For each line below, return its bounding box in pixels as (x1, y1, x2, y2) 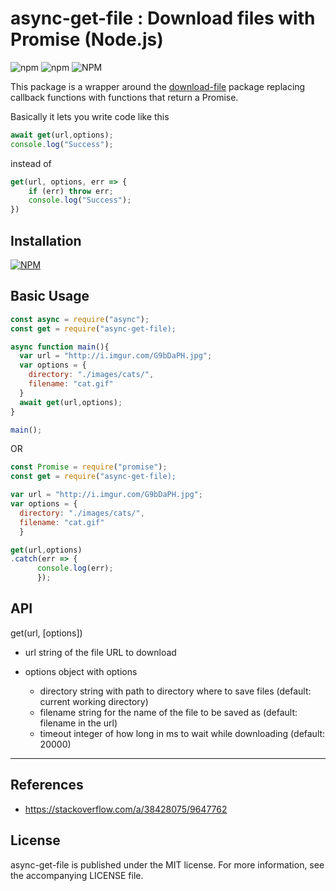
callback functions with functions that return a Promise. (10, 91, 239, 103)
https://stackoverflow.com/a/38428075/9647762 (24, 803, 228, 815)
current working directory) (39, 695, 149, 707)
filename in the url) (39, 717, 118, 729)
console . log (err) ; (36, 563, 114, 574)
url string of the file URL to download (24, 646, 177, 658)
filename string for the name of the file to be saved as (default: (39, 706, 298, 718)
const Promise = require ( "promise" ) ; (10, 462, 168, 472)
